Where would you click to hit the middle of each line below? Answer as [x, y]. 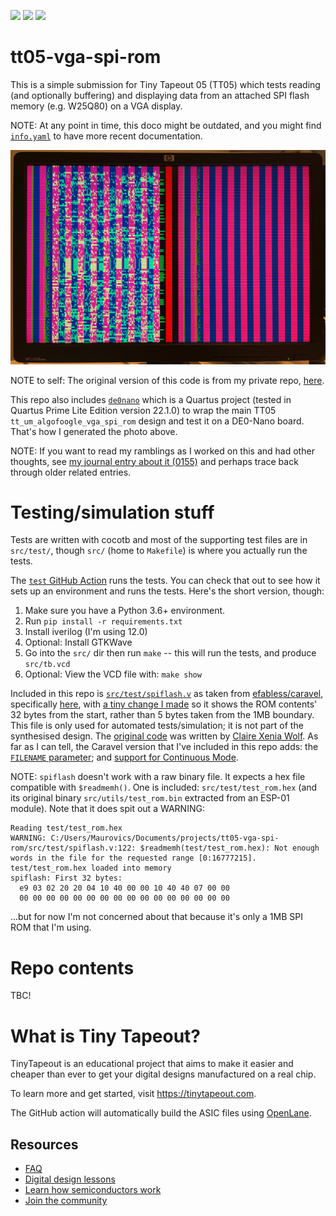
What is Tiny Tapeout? [105, 1036]
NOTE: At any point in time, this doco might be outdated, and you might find [166, 125]
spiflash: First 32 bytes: [66, 878]
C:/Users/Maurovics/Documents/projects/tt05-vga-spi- [165, 838]
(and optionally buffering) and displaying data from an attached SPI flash [160, 95]
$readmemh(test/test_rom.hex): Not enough [229, 848]
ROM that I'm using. [51, 927]
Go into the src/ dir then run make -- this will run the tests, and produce [170, 653]
